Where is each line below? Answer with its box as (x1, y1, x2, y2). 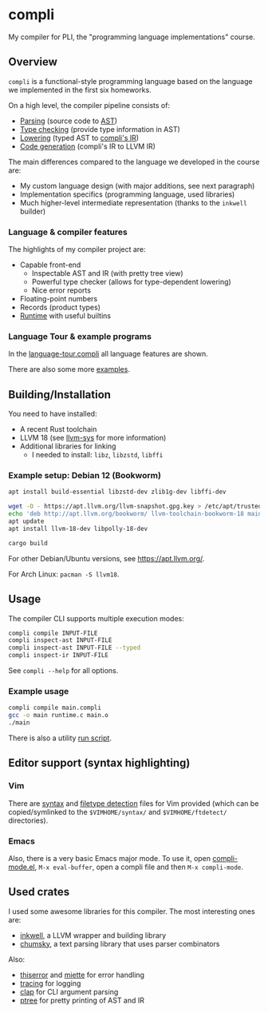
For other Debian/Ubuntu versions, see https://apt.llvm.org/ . (8, 553, 205, 563)
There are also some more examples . (8, 365, 130, 374)
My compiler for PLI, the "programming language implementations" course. (8, 32, 255, 42)
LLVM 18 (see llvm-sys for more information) (19, 433, 167, 443)
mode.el (8, 862, 35, 871)
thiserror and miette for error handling (19, 970, 145, 979)
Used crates (8, 885, 70, 899)
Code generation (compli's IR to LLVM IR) (19, 142, 156, 151)
